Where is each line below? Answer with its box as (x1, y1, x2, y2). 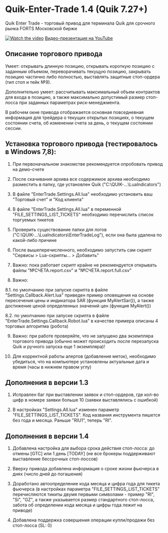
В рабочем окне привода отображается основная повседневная (5, 109, 144, 115)
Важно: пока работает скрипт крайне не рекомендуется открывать (12, 262, 157, 268)
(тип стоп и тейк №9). (5, 79, 51, 85)
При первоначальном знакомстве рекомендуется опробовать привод (12, 161, 163, 167)
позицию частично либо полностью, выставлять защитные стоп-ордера (5, 74, 160, 80)
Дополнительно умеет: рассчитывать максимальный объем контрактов (5, 89, 160, 95)
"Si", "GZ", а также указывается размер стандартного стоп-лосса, (12, 497, 154, 503)
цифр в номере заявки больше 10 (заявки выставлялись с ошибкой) (12, 397, 158, 403)
